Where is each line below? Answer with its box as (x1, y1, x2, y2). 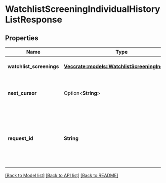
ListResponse (5, 14, 63, 25)
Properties (5, 34, 39, 42)
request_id (7, 135, 34, 142)
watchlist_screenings (7, 63, 59, 70)
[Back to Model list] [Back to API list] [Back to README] (5, 173, 119, 178)
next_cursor (7, 90, 37, 96)
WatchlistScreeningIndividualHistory (5, 3, 161, 15)
